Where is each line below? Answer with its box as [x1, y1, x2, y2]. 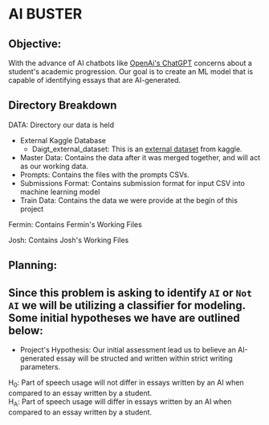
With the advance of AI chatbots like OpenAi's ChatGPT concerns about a [8, 58, 253, 68]
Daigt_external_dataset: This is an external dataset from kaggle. [31, 144, 243, 154]
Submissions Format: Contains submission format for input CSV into [19, 178, 245, 188]
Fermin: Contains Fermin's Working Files [8, 219, 142, 229]
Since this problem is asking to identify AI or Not [8, 286, 253, 299]
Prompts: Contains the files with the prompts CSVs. [19, 170, 190, 179]
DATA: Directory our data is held [8, 120, 115, 130]
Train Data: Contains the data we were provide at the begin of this [19, 195, 238, 205]
